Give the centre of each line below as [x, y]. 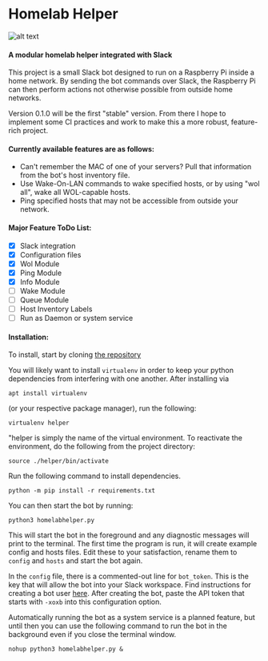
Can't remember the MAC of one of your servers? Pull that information [136, 167]
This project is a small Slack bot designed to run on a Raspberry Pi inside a [131, 72]
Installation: [29, 337]
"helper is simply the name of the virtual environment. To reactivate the [125, 438]
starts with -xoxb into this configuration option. [85, 602]
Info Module [40, 282]
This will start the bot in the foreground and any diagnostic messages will [129, 535]
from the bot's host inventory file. [75, 175]
